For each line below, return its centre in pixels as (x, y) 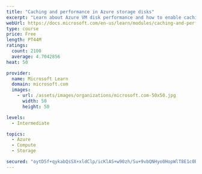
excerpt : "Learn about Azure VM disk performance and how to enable (94, 17)
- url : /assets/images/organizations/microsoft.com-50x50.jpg (96, 96)
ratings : (17, 46)
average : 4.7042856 (36, 57)
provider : (19, 73)
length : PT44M (24, 40)
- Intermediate (31, 123)
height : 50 (36, 107)
